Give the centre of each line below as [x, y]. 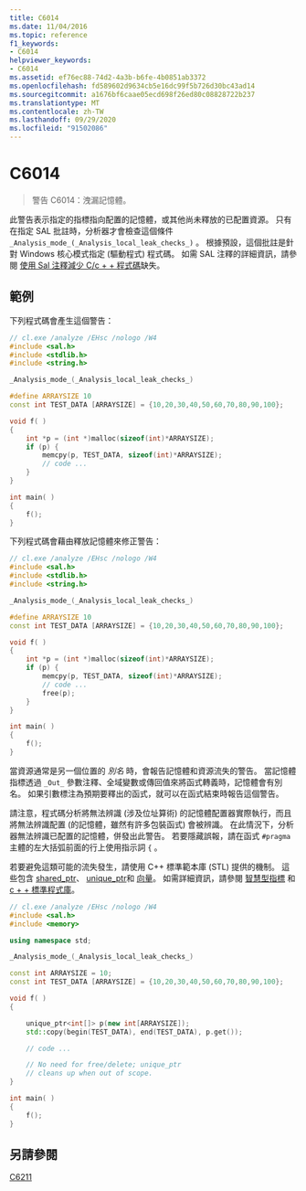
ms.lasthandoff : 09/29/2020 [63, 120]
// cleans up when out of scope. [90, 1074]
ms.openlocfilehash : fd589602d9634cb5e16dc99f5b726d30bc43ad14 [132, 86]
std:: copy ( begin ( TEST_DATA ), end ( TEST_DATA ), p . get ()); [135, 1032]
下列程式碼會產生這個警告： [62, 320]
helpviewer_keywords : [51, 60]
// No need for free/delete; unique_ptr [104, 1065]
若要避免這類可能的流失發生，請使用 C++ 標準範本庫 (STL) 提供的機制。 [145, 867]
